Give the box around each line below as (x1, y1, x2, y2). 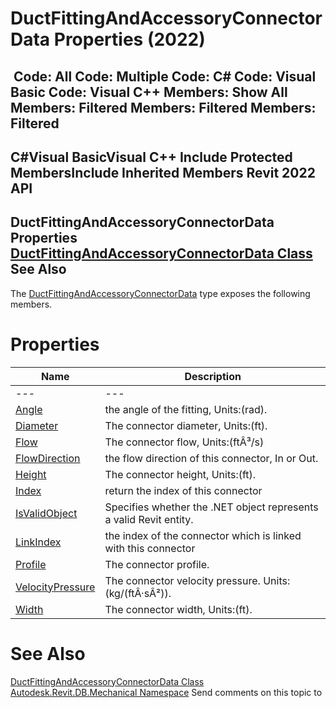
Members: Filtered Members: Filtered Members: (10, 99, 317, 116)
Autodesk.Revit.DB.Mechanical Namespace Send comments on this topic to (10, 686, 323, 698)
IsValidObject (15, 506, 78, 520)
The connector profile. (104, 557, 210, 571)
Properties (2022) (53, 28, 206, 51)
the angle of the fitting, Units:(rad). (104, 402, 268, 416)
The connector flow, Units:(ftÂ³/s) (104, 435, 265, 449)
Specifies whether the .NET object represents (104, 500, 319, 514)
